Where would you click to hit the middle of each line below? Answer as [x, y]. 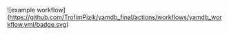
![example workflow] [36, 10]
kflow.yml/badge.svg [37, 24]
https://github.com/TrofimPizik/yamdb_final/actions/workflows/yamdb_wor [116, 17]
